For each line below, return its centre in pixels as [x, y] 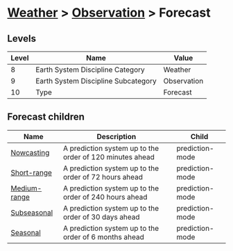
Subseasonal [32, 212]
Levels [22, 39]
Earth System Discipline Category [90, 70]
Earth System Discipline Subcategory [96, 81]
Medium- [26, 188]
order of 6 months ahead [103, 236]
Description [116, 136]
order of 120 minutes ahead [109, 156]
